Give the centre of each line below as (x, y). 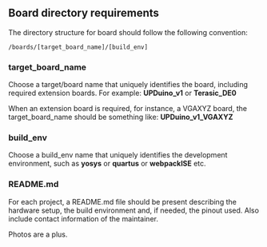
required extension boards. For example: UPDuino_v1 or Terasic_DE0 (123, 93)
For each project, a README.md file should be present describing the (123, 201)
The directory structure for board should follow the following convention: (128, 32)
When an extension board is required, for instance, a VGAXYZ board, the (128, 109)
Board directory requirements (84, 13)
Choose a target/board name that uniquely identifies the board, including (128, 85)
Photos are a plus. (38, 234)
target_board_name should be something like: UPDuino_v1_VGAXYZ (121, 117)
